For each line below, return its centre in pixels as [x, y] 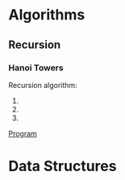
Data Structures [62, 166]
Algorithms [47, 15]
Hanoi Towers [36, 68]
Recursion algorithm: [43, 85]
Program [23, 133]
